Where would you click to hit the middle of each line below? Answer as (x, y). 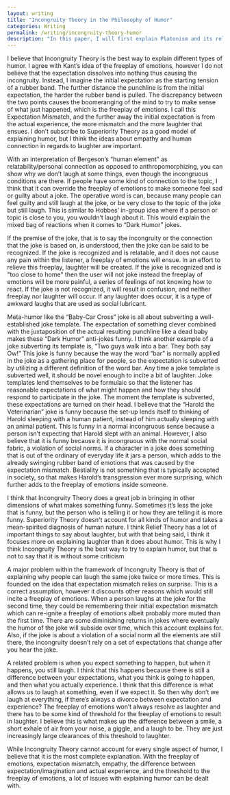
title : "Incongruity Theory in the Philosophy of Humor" (90, 20)
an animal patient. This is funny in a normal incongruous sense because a (111, 427)
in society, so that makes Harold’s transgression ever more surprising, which (115, 477)
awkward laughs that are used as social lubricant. (77, 304)
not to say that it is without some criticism (66, 556)
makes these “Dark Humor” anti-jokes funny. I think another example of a (110, 339)
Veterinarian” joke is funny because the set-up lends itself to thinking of (108, 412)
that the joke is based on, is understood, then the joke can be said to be (108, 246)
